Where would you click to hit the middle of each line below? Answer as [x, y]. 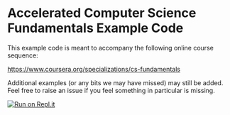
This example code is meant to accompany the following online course [111, 48]
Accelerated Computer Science [102, 13]
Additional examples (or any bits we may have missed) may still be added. [115, 82]
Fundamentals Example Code [95, 28]
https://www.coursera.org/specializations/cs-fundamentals [94, 69]
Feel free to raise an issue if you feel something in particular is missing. [111, 90]
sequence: [23, 55]
